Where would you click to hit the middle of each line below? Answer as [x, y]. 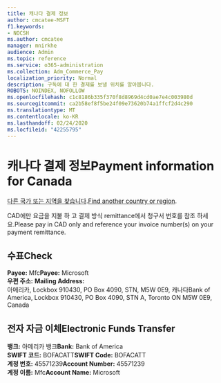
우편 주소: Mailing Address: [46, 281]
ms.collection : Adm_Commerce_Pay [55, 71]
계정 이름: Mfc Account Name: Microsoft [64, 372]
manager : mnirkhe [32, 46]
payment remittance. [37, 232]
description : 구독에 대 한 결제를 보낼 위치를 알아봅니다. [81, 84]
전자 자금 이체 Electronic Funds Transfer [91, 329]
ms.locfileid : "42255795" [44, 130]
